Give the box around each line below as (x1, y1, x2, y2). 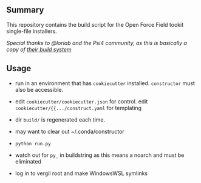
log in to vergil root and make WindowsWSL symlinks (15, 170, 148, 177)
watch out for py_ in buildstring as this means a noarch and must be (15, 151, 185, 159)
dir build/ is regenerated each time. (15, 116, 106, 123)
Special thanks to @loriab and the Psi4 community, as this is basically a (6, 39, 187, 46)
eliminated (15, 157, 41, 165)
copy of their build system (6, 46, 72, 53)
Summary (6, 5, 44, 15)
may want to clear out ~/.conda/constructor (15, 128, 124, 135)
